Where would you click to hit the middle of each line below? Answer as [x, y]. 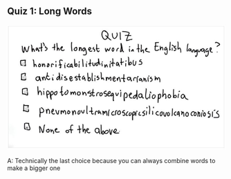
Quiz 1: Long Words [49, 11]
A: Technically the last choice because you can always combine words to [111, 161]
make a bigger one [34, 168]
